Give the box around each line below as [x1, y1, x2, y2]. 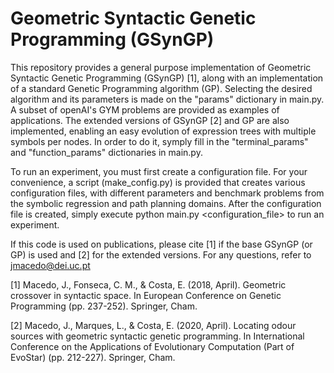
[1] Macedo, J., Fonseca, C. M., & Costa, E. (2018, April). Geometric [10, 278, 287, 291]
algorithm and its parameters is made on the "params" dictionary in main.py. [10, 93, 325, 105]
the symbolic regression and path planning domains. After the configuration [10, 197, 322, 209]
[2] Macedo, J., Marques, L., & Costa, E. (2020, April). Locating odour [10, 319, 297, 331]
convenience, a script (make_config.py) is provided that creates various [10, 176, 306, 188]
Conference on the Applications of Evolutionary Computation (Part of [10, 340, 295, 352]
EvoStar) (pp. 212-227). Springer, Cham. [10, 351, 176, 363]
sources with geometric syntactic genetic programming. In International [10, 330, 305, 342]
